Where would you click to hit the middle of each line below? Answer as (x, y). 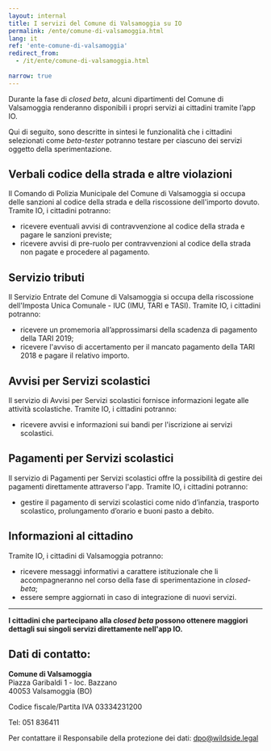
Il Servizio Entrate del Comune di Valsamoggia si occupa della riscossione (131, 297)
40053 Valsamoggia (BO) (50, 690)
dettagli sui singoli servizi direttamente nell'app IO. (96, 629)
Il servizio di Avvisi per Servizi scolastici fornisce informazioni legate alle (129, 401)
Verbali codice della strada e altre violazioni (120, 174)
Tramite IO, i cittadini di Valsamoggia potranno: (86, 556)
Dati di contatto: (50, 655)
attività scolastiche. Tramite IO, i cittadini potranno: (93, 409)
